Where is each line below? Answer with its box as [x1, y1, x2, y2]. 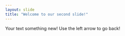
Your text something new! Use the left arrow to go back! [5, 25, 120, 31]
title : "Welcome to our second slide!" [5, 12, 88, 17]
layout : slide [5, 7, 35, 12]
